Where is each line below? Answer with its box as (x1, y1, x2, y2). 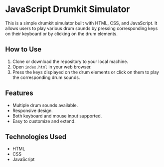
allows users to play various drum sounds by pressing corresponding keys (5, 25, 158, 31)
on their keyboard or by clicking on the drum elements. (5, 30, 118, 36)
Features (5, 89, 33, 97)
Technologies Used (5, 132, 66, 141)
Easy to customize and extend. (12, 118, 76, 124)
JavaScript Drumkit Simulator (5, 3, 130, 15)
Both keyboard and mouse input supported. (12, 112, 102, 118)
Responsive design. (12, 107, 53, 113)
